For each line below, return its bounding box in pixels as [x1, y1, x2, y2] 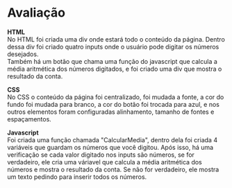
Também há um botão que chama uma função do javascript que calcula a [7, 57, 217, 65]
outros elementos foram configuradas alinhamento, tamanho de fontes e [7, 108, 215, 116]
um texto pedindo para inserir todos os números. [7, 172, 147, 181]
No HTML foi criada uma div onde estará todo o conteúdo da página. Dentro [7, 35, 226, 43]
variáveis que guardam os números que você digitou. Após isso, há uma [7, 143, 214, 151]
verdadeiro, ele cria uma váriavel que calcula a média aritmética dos [7, 157, 203, 166]
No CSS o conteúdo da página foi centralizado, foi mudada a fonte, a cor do [7, 92, 224, 101]
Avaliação [7, 5, 66, 21]
